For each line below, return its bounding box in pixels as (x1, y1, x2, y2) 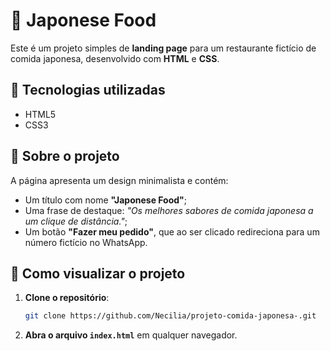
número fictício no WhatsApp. (24, 236, 148, 248)
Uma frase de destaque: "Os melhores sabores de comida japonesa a (24, 204, 314, 216)
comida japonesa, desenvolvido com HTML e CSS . (10, 52, 220, 64)
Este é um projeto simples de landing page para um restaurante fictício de (10, 42, 317, 54)
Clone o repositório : (24, 292, 110, 304)
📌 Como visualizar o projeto (10, 265, 186, 282)
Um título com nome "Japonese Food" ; (24, 194, 188, 206)
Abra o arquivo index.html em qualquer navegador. (24, 329, 238, 341)
